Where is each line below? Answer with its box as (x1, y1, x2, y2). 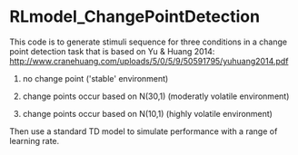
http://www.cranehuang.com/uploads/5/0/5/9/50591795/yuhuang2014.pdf (9, 55, 289, 66)
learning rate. (9, 135, 60, 146)
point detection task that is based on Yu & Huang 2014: (9, 45, 215, 56)
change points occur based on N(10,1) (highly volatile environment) (22, 108, 273, 119)
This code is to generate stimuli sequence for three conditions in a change (9, 36, 288, 47)
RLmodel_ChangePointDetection (9, 6, 261, 27)
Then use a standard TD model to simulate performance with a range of (9, 125, 278, 137)
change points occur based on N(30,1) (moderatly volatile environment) (22, 91, 290, 102)
